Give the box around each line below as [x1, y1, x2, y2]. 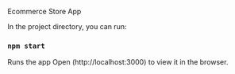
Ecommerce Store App [7, 7, 82, 16]
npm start [7, 41, 45, 50]
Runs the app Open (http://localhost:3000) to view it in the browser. [7, 57, 229, 67]
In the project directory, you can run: [7, 22, 127, 31]
